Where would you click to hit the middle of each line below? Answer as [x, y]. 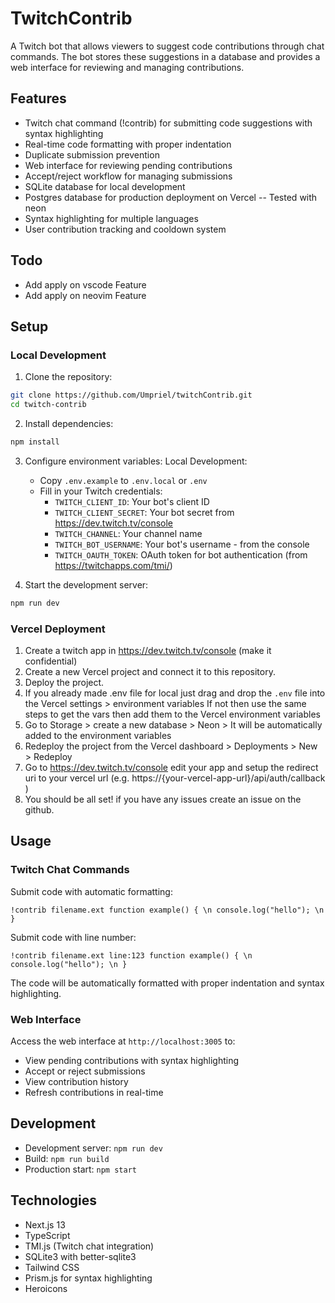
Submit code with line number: [73, 937]
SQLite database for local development [105, 186]
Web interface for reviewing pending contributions [128, 165]
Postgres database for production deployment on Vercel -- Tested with [171, 197]
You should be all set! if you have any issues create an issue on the [163, 799]
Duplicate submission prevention [92, 154]
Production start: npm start [80, 1169]
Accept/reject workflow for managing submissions [128, 176]
